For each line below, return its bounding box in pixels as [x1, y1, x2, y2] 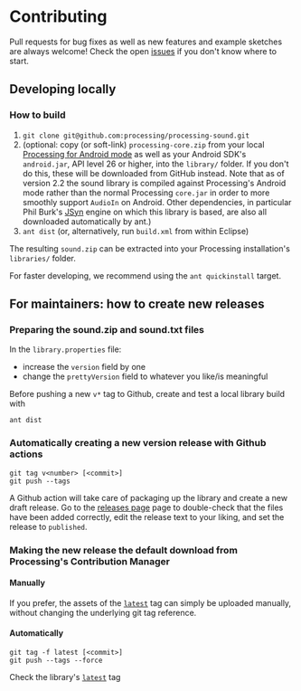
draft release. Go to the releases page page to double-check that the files [9, 502, 284, 513]
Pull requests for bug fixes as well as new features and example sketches [9, 36, 283, 47]
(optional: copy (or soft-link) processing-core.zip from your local [22, 138, 265, 150]
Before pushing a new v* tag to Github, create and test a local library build [9, 389, 286, 400]
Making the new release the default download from [9, 544, 238, 556]
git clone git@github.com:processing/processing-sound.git [22, 131, 250, 140]
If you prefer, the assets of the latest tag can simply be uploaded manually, [9, 597, 292, 608]
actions [9, 448, 43, 460]
